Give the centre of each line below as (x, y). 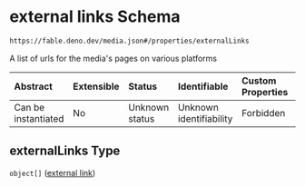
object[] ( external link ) (53, 172)
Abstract (33, 86)
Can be (30, 107)
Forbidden (264, 113)
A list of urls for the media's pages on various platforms (113, 58)
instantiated (39, 118)
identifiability (205, 118)
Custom (259, 81)
